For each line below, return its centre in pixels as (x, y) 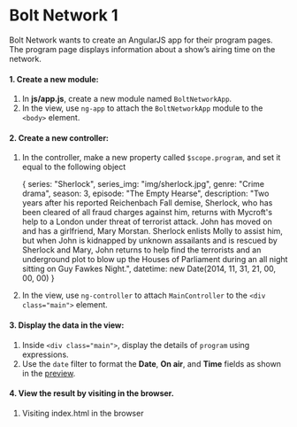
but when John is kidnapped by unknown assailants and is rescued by (150, 241)
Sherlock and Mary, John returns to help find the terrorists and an (141, 250)
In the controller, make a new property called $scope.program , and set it (151, 158)
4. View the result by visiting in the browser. (91, 393)
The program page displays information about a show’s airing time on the (142, 49)
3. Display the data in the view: (67, 325)
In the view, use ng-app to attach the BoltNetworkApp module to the (142, 108)
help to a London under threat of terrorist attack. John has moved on (147, 221)
